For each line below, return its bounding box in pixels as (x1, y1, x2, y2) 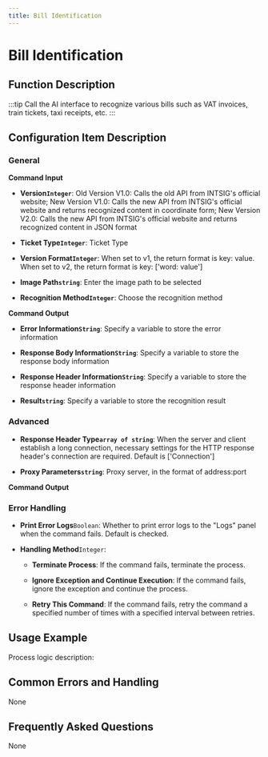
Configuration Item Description (8, 131, 166, 145)
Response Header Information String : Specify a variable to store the (19, 372, 246, 382)
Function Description (8, 78, 116, 92)
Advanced (8, 416, 50, 427)
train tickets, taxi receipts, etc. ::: (8, 107, 116, 117)
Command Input (8, 173, 63, 182)
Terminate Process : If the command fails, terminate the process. (31, 559, 246, 569)
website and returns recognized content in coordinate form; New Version (19, 206, 261, 215)
